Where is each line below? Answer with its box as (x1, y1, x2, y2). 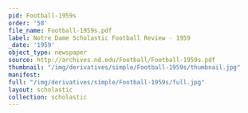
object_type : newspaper (8, 49, 88, 56)
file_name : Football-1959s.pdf (8, 26, 112, 34)
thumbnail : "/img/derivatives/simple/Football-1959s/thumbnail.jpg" (8, 64, 241, 72)
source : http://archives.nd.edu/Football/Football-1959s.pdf (8, 56, 216, 64)
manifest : (8, 71, 41, 79)
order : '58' (8, 19, 48, 27)
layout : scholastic (8, 85, 73, 94)
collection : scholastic (8, 93, 88, 101)
